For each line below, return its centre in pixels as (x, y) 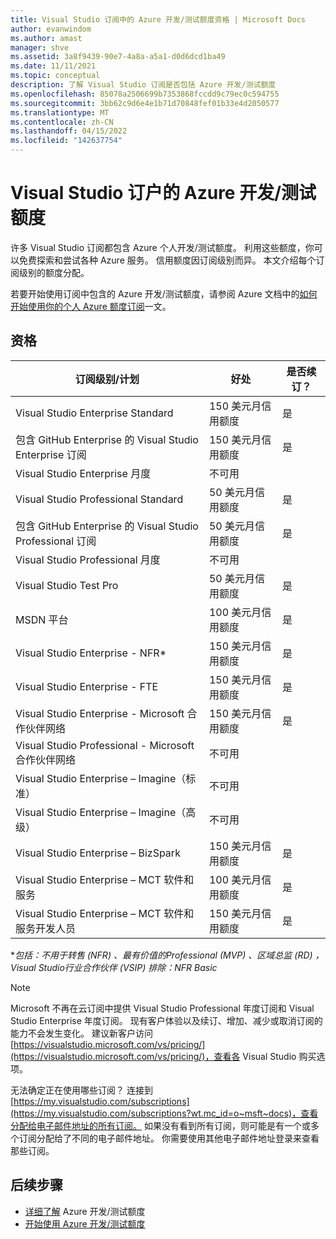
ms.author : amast (46, 38)
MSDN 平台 (42, 619)
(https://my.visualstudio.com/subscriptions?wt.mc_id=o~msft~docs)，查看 (164, 1113)
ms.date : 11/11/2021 (53, 66)
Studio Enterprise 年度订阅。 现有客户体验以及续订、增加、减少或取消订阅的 (166, 1020)
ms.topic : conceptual (55, 76)
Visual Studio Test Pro (67, 585)
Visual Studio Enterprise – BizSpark (98, 853)
